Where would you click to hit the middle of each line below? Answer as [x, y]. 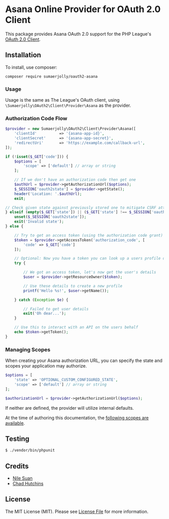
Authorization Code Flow [36, 118]
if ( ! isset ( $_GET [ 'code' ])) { [37, 157]
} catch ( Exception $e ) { [41, 300]
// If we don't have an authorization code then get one [75, 180]
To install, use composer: [31, 67]
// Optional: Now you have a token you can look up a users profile [88, 258]
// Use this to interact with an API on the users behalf [76, 327]
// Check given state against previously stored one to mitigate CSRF [81, 207]
